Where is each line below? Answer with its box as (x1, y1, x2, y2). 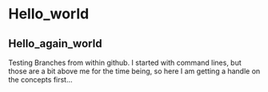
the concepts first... (8, 75, 74, 84)
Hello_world (8, 5, 90, 23)
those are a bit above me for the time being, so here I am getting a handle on (8, 66, 261, 76)
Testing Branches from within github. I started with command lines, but (8, 58, 242, 67)
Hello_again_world (8, 37, 102, 50)
